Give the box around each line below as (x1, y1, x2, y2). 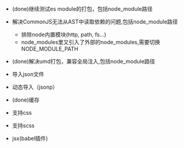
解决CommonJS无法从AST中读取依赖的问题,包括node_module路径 (12, 18, 178, 25)
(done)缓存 (12, 96, 40, 103)
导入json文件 (12, 71, 44, 77)
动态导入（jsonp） (12, 83, 58, 91)
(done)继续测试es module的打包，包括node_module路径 (12, 5, 153, 12)
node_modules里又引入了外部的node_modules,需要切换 (21, 39, 161, 45)
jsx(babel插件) (12, 135, 49, 142)
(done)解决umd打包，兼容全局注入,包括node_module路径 (12, 58, 155, 65)
